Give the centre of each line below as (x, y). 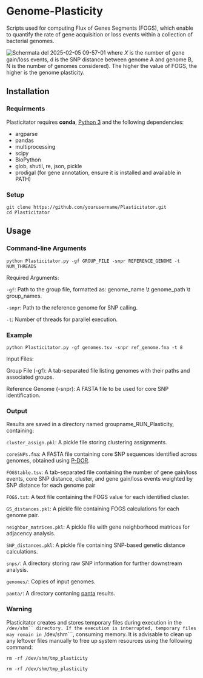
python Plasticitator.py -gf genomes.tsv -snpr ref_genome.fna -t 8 (95, 347)
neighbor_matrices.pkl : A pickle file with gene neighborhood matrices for (98, 527)
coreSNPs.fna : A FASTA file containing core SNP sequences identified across (102, 454)
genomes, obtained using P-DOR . (48, 461)
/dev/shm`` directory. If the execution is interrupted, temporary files (101, 628)
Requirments (26, 109)
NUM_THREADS (21, 266)
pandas (25, 140)
